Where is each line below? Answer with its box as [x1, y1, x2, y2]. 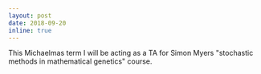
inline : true [8, 26, 52, 34]
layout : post [8, 11, 52, 20]
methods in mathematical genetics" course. [8, 56, 153, 66]
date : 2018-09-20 [8, 19, 67, 27]
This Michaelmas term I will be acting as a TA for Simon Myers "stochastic [8, 49, 254, 58]
